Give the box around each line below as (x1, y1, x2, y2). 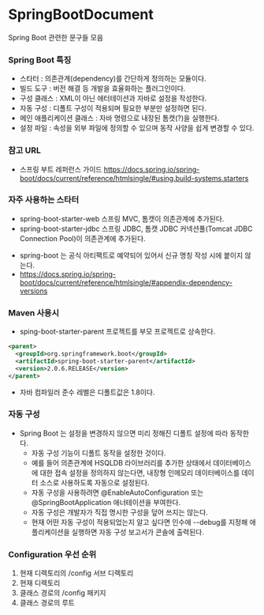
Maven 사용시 (8, 307, 59, 318)
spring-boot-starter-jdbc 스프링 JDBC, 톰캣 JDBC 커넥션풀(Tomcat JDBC (19, 224, 253, 233)
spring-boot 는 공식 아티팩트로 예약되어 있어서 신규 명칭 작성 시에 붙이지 (19, 251, 244, 260)
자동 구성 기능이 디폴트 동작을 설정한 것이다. (31, 448, 166, 458)
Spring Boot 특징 (8, 54, 72, 65)
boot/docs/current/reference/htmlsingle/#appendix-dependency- (19, 277, 232, 287)
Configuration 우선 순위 (8, 549, 97, 560)
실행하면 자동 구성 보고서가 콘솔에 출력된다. (71, 527, 205, 537)
